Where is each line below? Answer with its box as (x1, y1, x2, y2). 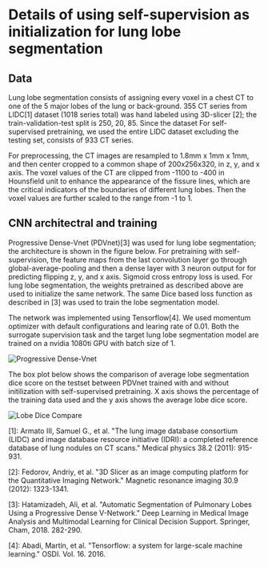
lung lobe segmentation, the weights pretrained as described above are (8, 280, 244, 290)
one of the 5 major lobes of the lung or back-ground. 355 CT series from (8, 102, 248, 111)
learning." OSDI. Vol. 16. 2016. (8, 549, 106, 558)
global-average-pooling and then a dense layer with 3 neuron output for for (8, 263, 257, 273)
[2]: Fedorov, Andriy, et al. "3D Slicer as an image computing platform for (8, 467, 249, 477)
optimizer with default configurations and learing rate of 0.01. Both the (8, 321, 240, 331)
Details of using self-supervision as (8, 6, 250, 24)
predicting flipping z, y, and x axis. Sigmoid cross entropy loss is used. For (8, 271, 254, 281)
